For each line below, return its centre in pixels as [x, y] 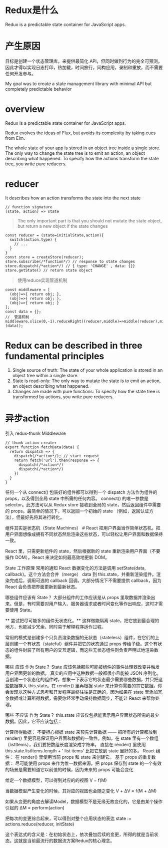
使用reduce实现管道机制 [42, 280]
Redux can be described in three [74, 345]
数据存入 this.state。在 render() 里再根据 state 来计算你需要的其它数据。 [84, 685]
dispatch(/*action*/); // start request [57, 456]
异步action [27, 418]
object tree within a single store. [45, 375]
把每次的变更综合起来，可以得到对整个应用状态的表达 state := [68, 818]
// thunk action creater [31, 443]
